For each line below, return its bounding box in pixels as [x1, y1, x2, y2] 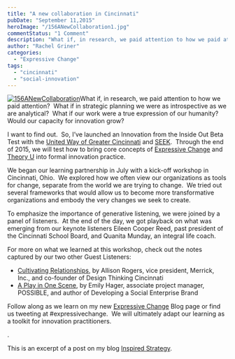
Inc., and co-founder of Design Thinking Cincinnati [17, 274, 164, 282]
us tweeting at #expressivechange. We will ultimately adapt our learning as [7, 309, 225, 318]
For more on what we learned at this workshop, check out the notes [7, 246, 203, 254]
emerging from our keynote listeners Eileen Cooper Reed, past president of [7, 225, 224, 233]
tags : [7, 62, 23, 69]
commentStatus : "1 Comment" [7, 29, 90, 37]
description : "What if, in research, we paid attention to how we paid [7, 36, 220, 43]
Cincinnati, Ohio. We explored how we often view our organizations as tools [7, 174, 227, 182]
